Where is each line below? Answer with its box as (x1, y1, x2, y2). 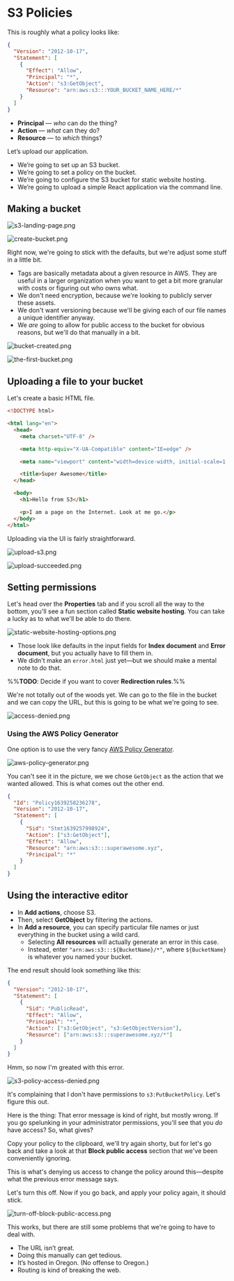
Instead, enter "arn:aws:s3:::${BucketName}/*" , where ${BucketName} (27, 945, 227, 953)
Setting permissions (7, 581, 97, 593)
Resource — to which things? (17, 134, 102, 142)
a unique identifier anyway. (17, 313, 95, 322)
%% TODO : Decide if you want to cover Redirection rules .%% (7, 677, 186, 686)
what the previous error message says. (7, 1175, 120, 1184)
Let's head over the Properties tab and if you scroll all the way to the (7, 600, 205, 608)
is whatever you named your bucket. (27, 952, 132, 961)
